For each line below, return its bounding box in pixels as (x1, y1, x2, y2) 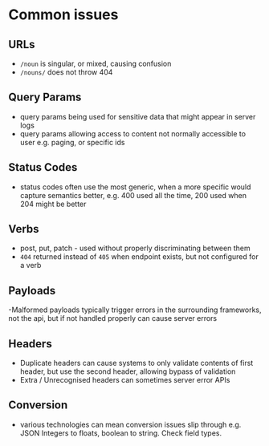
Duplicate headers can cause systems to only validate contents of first (19, 359, 254, 368)
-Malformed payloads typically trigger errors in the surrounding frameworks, (8, 305, 262, 314)
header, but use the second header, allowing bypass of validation (19, 367, 236, 376)
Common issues (8, 6, 119, 24)
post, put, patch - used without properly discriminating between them (19, 243, 251, 253)
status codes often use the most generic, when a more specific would (19, 182, 251, 192)
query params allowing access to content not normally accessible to (19, 128, 247, 138)
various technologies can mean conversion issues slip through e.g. (19, 420, 242, 429)
